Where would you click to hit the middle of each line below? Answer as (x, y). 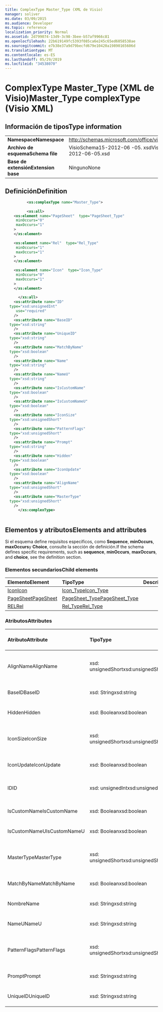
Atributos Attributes (29, 621)
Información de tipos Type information (64, 126)
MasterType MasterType (34, 857)
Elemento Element (28, 582)
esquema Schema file (33, 154)
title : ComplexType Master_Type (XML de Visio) (54, 9)
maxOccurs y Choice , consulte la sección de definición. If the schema (74, 547)
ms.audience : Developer (29, 23)
